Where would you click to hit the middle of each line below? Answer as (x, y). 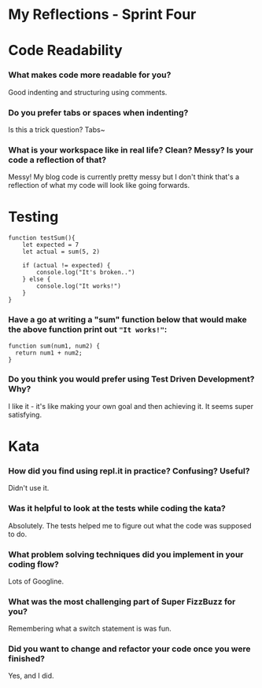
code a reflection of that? (57, 160)
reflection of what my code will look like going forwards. (99, 186)
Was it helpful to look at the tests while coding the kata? (117, 509)
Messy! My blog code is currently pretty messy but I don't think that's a (124, 177)
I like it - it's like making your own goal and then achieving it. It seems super (131, 406)
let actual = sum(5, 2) (61, 252)
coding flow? (33, 564)
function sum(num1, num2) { (54, 346)
